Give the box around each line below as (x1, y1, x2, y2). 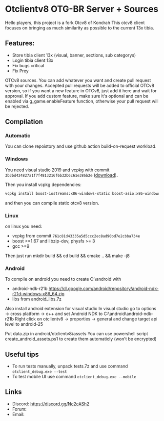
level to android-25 (5, 321, 43, 327)
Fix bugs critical (12, 62, 44, 68)
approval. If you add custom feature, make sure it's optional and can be (5, 93, 149, 99)
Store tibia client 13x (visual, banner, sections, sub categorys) (12, 52, 136, 58)
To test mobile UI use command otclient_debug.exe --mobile (12, 374, 137, 380)
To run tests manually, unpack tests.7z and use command (12, 363, 128, 369)
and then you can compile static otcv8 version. (5, 200, 99, 206)
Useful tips (5, 350, 39, 359)
